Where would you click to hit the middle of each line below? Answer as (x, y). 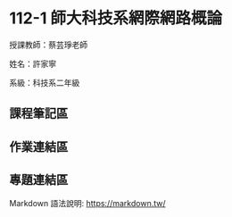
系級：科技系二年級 (45, 82)
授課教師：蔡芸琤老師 (48, 45)
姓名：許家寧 (33, 63)
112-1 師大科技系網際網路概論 (116, 18)
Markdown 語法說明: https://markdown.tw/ (87, 203)
